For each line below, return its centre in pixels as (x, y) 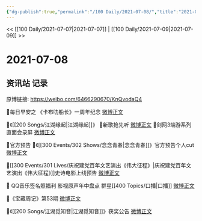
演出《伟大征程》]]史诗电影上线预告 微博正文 (66, 173)
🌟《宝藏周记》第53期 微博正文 (44, 198)
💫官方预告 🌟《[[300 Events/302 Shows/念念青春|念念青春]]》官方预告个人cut (100, 145)
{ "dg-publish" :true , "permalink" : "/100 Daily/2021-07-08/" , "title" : (93, 12)
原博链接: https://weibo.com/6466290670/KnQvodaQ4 (74, 99)
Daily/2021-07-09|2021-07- (159, 29)
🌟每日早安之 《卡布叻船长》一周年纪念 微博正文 (65, 111)
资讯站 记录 (27, 83)
